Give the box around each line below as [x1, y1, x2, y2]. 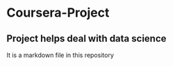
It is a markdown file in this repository [6, 51, 114, 59]
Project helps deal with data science [6, 33, 167, 44]
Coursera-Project [6, 5, 110, 21]
